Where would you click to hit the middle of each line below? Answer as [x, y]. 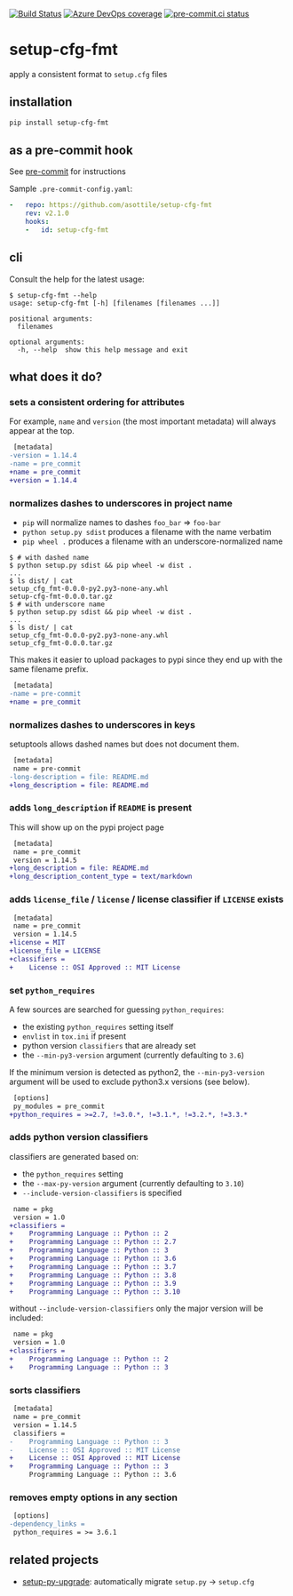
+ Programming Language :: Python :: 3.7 [93, 1266]
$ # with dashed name [49, 558]
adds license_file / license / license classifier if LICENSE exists [146, 899]
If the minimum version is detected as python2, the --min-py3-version [137, 1072]
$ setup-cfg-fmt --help [53, 295]
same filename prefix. [49, 669]
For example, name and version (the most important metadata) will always [143, 421]
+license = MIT [37, 943]
